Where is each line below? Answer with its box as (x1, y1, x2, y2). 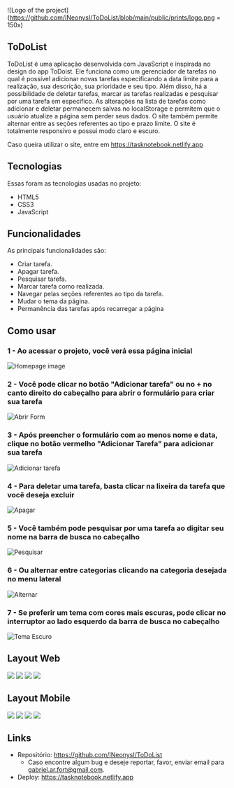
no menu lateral (7, 574, 61, 584)
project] (45, 6, 69, 14)
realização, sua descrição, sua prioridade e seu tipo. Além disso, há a (7, 82, 207, 90)
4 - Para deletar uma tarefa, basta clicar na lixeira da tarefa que (7, 481, 226, 491)
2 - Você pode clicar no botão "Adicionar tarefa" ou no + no (7, 380, 212, 389)
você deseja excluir (7, 490, 75, 499)
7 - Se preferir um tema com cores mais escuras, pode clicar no (7, 607, 226, 617)
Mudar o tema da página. (17, 297, 90, 305)
